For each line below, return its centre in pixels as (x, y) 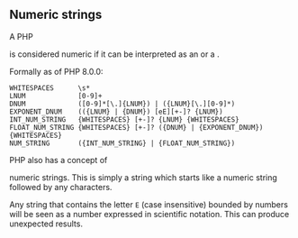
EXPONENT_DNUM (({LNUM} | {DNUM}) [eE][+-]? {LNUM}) (116, 112)
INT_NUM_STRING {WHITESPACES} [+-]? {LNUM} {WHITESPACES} (125, 119)
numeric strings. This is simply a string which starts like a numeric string (143, 177)
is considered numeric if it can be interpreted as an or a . (114, 54)
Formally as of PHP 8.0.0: (56, 71)
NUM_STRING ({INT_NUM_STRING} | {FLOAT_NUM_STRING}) (122, 143)
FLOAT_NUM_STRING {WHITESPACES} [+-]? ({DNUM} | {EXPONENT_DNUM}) (136, 127)
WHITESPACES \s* (50, 88)
